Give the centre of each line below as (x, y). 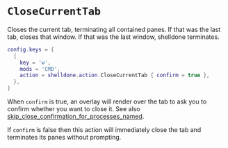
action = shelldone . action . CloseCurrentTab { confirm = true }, (115, 75)
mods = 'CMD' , (40, 69)
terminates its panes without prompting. (64, 138)
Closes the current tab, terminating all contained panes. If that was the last (114, 29)
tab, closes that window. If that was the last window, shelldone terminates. (114, 37)
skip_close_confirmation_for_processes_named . (76, 117)
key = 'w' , (35, 63)
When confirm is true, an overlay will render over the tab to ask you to (107, 101)
